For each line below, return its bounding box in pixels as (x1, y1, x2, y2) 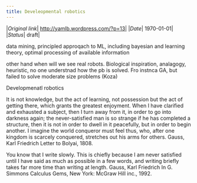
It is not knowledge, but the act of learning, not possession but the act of (6, 96, 183, 103)
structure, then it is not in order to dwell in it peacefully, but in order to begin (6, 120, 192, 128)
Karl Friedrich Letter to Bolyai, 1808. (6, 139, 93, 146)
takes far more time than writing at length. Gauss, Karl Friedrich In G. (6, 164, 173, 171)
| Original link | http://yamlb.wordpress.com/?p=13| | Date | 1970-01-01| (6, 25, 173, 32)
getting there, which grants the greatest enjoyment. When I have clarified (6, 102, 184, 109)
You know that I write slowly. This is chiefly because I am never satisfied (6, 151, 182, 158)
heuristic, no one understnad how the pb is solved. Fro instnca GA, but (6, 66, 178, 74)
